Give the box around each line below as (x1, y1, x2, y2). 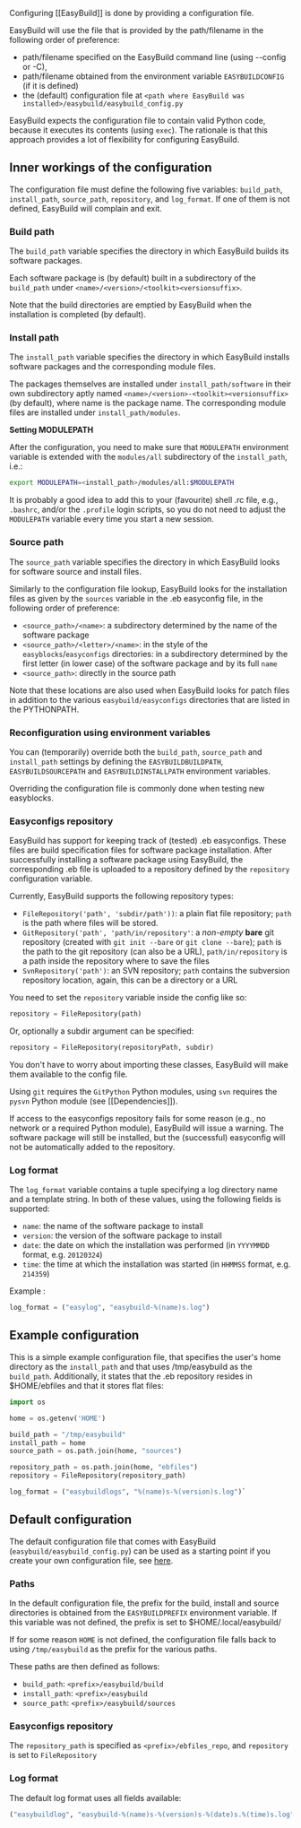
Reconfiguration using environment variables (9, 726, 211, 739)
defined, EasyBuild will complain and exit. (9, 203, 163, 213)
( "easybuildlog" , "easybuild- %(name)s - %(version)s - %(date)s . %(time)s (9, 1810, 275, 1819)
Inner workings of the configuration (9, 160, 212, 176)
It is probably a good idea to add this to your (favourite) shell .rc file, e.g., (9, 495, 279, 506)
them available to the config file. (9, 1069, 128, 1079)
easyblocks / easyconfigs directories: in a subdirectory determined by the (21, 648, 288, 659)
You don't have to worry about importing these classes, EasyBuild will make (9, 1059, 288, 1070)
